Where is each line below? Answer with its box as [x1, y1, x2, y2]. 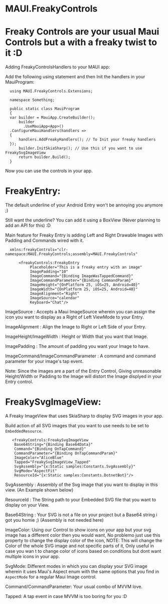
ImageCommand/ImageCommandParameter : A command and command [5, 353, 156, 359]
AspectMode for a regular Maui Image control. [5, 574, 97, 580]
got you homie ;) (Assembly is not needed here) [5, 517, 104, 523]
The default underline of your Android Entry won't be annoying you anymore [5, 202, 163, 208]
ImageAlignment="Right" [30, 291, 80, 296]
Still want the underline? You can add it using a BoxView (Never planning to [5, 217, 160, 223]
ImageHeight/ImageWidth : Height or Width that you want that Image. [5, 333, 148, 339]
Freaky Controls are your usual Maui [5, 26, 159, 38]
